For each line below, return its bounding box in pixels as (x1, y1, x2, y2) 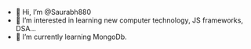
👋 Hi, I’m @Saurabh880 (15, 8, 92, 16)
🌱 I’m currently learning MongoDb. (15, 32, 127, 41)
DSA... (15, 24, 37, 33)
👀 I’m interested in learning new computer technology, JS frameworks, (15, 16, 243, 25)
